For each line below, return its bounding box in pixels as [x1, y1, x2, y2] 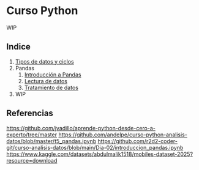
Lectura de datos [24, 77, 67, 84]
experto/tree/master [6, 131, 57, 138]
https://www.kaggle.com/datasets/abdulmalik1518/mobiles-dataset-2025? [6, 150, 193, 158]
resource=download [6, 157, 58, 164]
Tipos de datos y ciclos [15, 57, 75, 65]
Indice [6, 42, 31, 52]
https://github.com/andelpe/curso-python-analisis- [58, 131, 188, 138]
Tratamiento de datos [24, 84, 78, 91]
